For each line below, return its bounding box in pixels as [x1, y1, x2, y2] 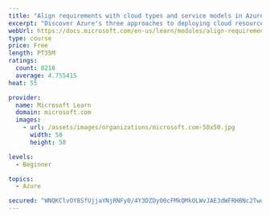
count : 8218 [15, 64, 56, 72]
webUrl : [8, 27, 35, 35]
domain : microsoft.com [15, 108, 92, 117]
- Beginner [15, 160, 52, 169]
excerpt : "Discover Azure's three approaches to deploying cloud [8, 19, 231, 27]
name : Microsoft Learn [15, 101, 92, 109]
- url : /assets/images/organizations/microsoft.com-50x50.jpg [22, 124, 235, 132]
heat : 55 [8, 79, 38, 87]
